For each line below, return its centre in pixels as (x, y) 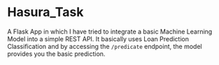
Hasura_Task (45, 12)
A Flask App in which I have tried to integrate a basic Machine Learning (110, 31)
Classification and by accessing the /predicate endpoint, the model (105, 46)
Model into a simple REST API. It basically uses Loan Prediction (98, 38)
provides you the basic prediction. (56, 54)
